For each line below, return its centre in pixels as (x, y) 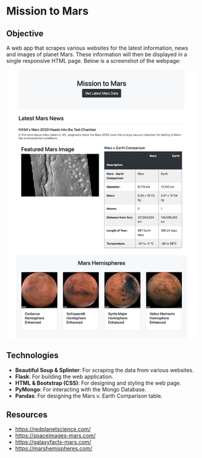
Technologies (33, 355)
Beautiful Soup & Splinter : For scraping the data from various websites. (104, 370)
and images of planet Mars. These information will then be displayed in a (97, 54)
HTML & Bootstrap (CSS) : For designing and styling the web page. (98, 383)
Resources (27, 415)
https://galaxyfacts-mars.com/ (53, 442)
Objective (25, 34)
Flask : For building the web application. (64, 376)
